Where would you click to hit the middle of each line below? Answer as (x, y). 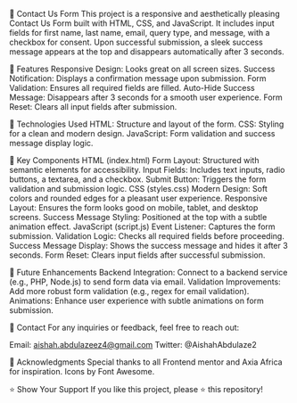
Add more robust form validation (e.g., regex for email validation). (129, 291)
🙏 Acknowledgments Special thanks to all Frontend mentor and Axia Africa (146, 362)
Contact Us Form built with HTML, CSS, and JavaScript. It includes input (142, 23)
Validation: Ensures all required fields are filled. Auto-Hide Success (132, 88)
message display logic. (51, 143)
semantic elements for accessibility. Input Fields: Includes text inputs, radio (147, 170)
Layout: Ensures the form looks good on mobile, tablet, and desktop (134, 208)
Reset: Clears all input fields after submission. (93, 107)
